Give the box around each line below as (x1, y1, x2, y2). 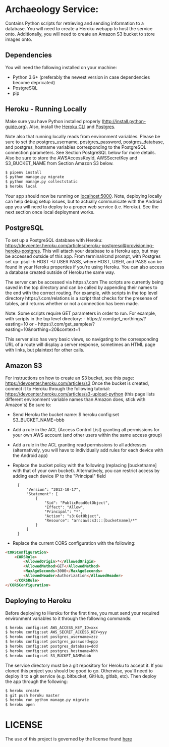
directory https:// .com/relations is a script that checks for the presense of (5, 295, 158, 301)
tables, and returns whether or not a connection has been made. (5, 300, 139, 306)
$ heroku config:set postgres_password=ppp (5, 639, 98, 644)
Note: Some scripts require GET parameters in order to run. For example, (5, 310, 156, 316)
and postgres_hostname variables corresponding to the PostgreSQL (5, 144, 147, 150)
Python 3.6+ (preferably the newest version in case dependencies (12, 74, 150, 80)
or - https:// (29, 321, 53, 327)
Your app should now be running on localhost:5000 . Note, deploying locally (5, 193, 162, 199)
